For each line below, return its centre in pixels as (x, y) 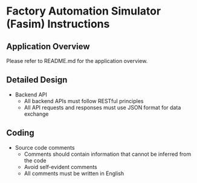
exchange (36, 114)
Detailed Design (37, 80)
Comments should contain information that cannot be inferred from (108, 154)
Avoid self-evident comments (61, 167)
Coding (20, 133)
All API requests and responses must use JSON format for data (102, 107)
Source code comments (45, 147)
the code (35, 160)
